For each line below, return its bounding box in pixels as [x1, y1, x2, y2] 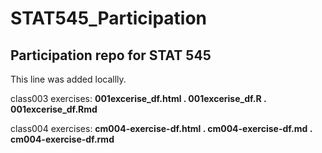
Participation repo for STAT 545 [10, 47, 212, 64]
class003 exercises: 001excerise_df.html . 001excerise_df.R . [10, 93, 267, 104]
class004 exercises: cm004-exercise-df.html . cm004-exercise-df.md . [10, 123, 313, 134]
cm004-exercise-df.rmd [10, 133, 115, 145]
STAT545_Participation [10, 7, 208, 30]
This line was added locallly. [10, 73, 127, 85]
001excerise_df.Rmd [10, 103, 98, 115]
